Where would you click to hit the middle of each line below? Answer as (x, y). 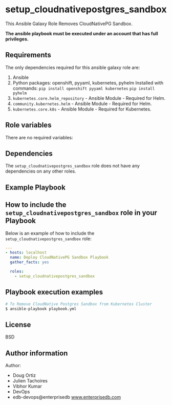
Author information (37, 353)
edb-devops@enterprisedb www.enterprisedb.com (67, 397)
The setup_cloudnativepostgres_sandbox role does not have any (72, 166)
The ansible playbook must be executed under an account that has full (82, 33)
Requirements (28, 55)
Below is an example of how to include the (50, 233)
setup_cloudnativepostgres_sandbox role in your (81, 213)
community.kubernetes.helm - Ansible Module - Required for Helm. (82, 103)
